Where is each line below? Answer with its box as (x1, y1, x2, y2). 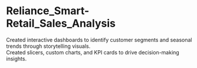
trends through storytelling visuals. (6, 43, 91, 50)
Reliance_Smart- (6, 4, 90, 18)
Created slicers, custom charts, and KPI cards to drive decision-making (6, 48, 180, 56)
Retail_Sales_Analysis (6, 17, 116, 30)
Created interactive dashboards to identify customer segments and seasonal (6, 36, 192, 43)
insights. (6, 55, 27, 62)
